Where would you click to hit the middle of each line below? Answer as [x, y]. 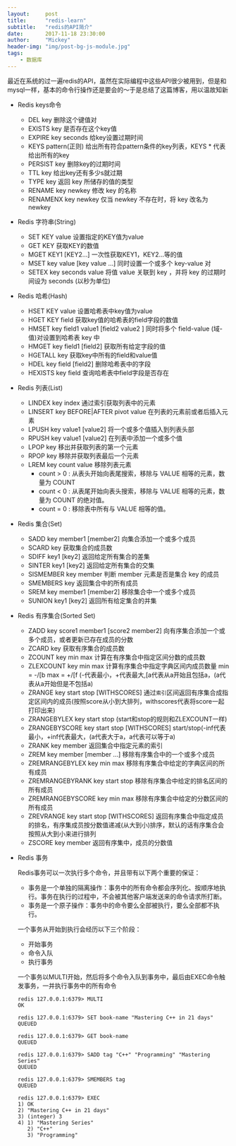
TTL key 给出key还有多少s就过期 [75, 172]
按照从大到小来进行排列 [62, 834]
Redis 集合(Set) [39, 524]
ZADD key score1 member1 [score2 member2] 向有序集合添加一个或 [126, 630]
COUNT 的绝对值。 [80, 500]
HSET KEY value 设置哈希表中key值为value [90, 311]
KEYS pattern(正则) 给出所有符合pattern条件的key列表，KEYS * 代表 [127, 146]
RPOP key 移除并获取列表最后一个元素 [83, 456]
